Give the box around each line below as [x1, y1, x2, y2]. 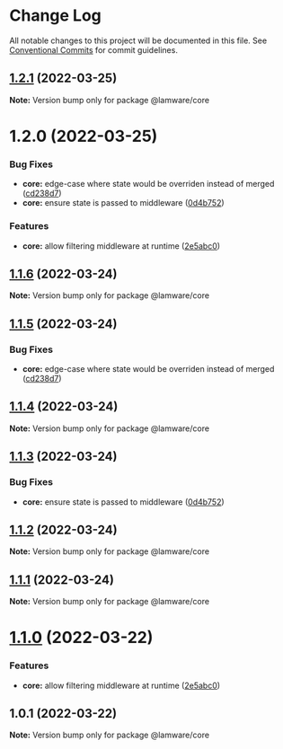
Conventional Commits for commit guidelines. [9, 44, 178, 55]
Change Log [9, 5, 102, 26]
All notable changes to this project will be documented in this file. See [9, 35, 268, 46]
